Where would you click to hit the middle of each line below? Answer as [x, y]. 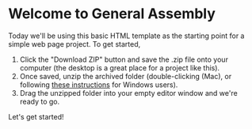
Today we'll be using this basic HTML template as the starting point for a [126, 36]
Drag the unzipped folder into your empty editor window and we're [128, 93]
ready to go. [40, 101]
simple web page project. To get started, [74, 44]
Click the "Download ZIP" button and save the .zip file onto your [124, 59]
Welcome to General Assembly [112, 14]
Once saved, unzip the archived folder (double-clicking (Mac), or [126, 76]
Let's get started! [36, 116]
